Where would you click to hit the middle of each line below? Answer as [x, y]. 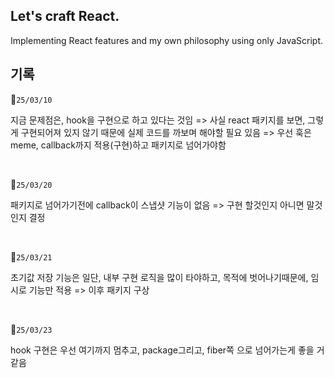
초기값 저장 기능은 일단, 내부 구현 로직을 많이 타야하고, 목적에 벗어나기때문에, [159, 277]
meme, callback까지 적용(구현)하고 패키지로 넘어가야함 [118, 145]
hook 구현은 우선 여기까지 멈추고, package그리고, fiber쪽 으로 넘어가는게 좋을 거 [167, 350]
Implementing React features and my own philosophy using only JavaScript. [167, 40]
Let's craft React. [65, 16]
